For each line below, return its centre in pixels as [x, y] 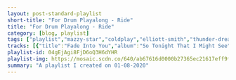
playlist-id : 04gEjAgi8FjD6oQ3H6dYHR [63, 53]
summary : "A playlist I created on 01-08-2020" [78, 65]
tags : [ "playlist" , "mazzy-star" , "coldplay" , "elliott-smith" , [99, 40]
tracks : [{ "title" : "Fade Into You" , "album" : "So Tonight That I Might [111, 46]
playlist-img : [28, 59]
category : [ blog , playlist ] [48, 33]
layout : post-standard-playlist [54, 14]
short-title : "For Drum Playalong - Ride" [70, 20]
